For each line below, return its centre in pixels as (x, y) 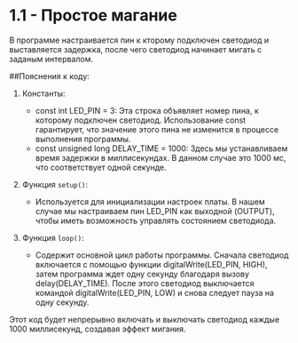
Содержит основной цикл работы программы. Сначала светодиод (162, 255)
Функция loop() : (53, 237)
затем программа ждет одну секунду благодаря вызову (142, 274)
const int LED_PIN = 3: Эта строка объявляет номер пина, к (147, 110)
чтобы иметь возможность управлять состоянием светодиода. (156, 220)
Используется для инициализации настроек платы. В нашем (150, 202)
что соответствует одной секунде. (101, 167)
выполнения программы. (83, 139)
